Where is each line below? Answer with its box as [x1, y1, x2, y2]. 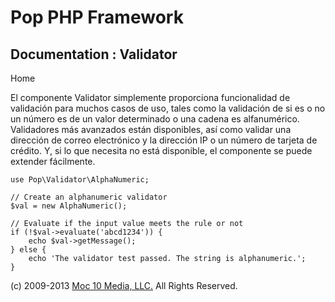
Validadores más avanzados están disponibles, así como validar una [10, 124, 292, 135]
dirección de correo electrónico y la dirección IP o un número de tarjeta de [10, 134, 318, 146]
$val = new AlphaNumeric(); [10, 201, 128, 211]
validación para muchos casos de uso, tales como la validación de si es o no [10, 102, 326, 114]
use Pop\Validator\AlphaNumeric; [10, 175, 150, 185]
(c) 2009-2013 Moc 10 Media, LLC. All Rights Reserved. [10, 280, 238, 291]
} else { [10, 245, 47, 255]
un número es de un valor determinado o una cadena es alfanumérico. [10, 113, 300, 125]
